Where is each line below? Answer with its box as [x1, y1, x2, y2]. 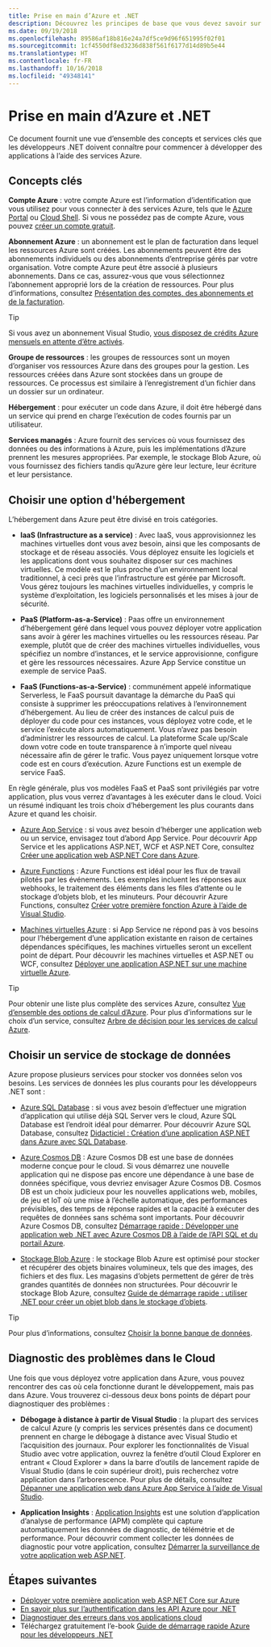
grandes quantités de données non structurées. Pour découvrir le [19, 1280, 238, 1289]
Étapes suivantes [8, 1573, 98, 1588]
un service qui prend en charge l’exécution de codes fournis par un [8, 411, 231, 421]
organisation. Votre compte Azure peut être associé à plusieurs [8, 263, 218, 272]
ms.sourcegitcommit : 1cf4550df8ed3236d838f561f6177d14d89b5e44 [8, 42, 226, 50]
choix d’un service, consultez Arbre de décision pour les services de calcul [8, 1016, 258, 1026]
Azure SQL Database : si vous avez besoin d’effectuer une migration [19, 1102, 247, 1112]
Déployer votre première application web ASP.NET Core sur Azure [19, 1595, 240, 1605]
